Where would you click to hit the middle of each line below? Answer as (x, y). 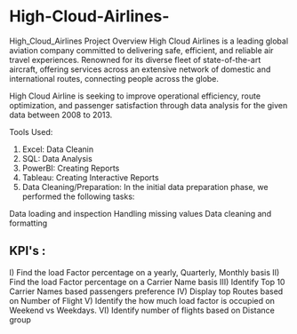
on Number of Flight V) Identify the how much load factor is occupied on (142, 300)
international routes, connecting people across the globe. (114, 78)
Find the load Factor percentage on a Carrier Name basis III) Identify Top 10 (147, 282)
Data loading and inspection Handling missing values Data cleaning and (140, 213)
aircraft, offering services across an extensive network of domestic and (140, 69)
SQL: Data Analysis (57, 158)
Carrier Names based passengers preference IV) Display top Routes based (146, 291)
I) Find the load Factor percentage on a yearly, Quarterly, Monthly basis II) (144, 272)
